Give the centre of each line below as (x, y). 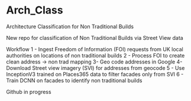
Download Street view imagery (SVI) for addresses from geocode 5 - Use (96, 68)
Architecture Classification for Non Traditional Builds (70, 26)
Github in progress (29, 92)
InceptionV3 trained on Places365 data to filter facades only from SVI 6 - (95, 74)
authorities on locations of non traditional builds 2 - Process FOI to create (96, 55)
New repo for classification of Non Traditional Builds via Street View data (95, 38)
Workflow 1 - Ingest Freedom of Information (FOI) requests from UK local (95, 49)
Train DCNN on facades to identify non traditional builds (74, 80)
